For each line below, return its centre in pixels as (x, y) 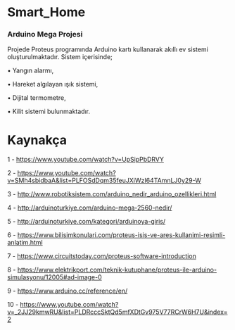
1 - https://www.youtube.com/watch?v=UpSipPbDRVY (85, 160)
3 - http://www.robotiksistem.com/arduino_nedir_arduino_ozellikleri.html (112, 194)
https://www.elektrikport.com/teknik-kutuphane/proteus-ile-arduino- (117, 270)
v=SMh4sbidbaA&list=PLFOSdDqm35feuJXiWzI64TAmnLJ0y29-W (104, 181)
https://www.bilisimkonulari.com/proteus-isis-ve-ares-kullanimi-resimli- (121, 235)
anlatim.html (25, 243)
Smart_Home (46, 12)
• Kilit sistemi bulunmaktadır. (49, 112)
